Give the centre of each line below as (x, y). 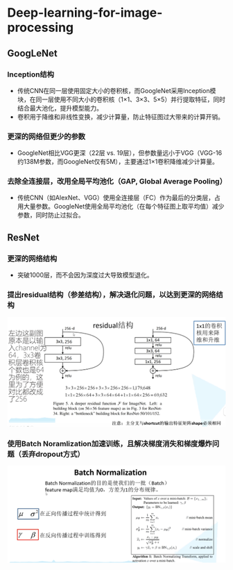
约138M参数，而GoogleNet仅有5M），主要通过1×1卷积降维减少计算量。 (118, 162)
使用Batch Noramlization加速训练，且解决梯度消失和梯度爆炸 (110, 443)
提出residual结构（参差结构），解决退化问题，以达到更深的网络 (112, 295)
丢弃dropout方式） (53, 454)
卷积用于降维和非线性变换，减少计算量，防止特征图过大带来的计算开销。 (120, 117)
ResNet (24, 237)
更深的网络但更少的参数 (46, 136)
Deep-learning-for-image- (85, 13)
